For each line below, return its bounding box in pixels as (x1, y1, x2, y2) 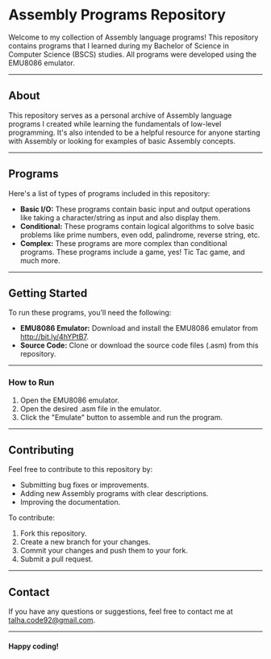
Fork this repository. (19, 528, 87, 538)
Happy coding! (8, 641, 59, 651)
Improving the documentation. (19, 498, 121, 507)
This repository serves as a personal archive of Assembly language (8, 111, 232, 120)
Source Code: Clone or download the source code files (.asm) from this (19, 340, 259, 350)
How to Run (8, 377, 55, 388)
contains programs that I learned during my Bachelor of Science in (8, 40, 230, 50)
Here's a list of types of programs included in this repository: (8, 188, 211, 198)
